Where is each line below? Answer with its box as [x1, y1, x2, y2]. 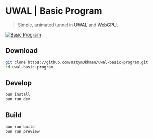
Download [5, 46, 38, 55]
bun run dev [5, 97, 30, 102]
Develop [5, 79, 32, 87]
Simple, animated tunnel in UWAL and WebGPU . [17, 22, 118, 28]
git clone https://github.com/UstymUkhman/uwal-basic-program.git [5, 60, 148, 65]
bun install [5, 92, 30, 97]
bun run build [5, 124, 35, 129]
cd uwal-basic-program [5, 64, 53, 69]
